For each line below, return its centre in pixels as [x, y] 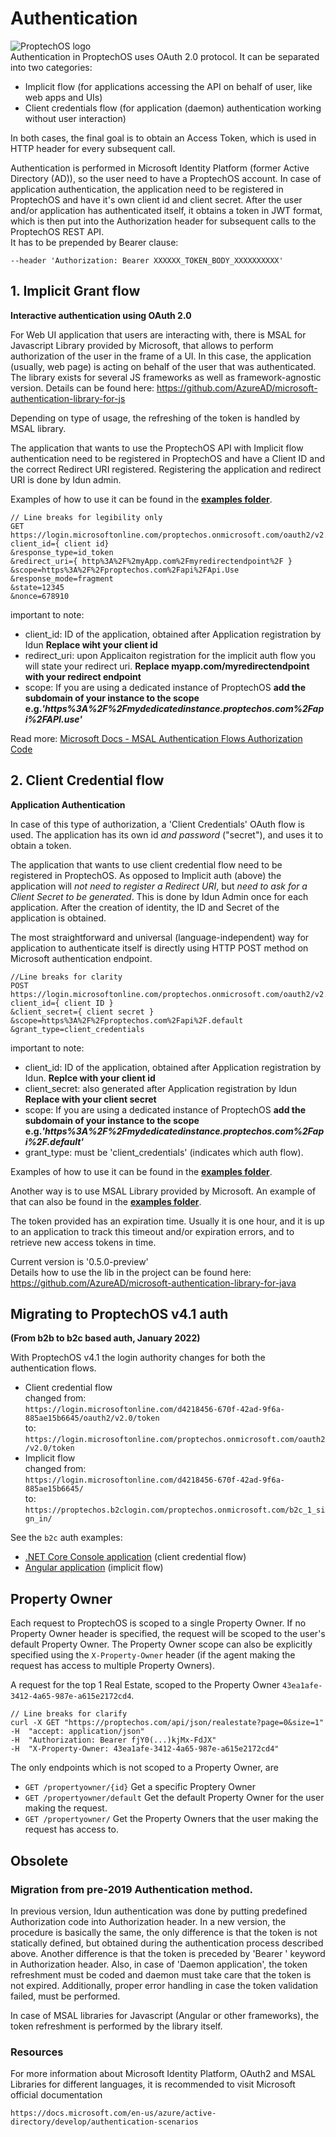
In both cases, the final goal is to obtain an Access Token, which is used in [163, 138]
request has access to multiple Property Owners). [112, 1666]
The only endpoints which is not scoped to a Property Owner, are [144, 1768]
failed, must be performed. [65, 1996]
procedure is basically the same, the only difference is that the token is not [164, 1932]
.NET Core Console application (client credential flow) [135, 1557]
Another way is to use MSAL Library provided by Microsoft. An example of [163, 1191]
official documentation [56, 2095]
